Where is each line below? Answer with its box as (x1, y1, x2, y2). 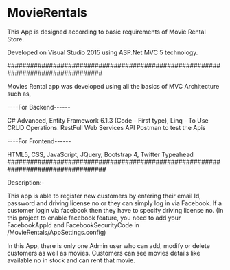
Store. (7, 34, 25, 43)
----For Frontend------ (7, 136, 71, 145)
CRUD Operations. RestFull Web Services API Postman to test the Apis (7, 123, 206, 132)
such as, (7, 90, 32, 98)
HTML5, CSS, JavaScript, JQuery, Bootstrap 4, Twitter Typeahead (7, 150, 194, 158)
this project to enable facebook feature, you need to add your (7, 214, 181, 222)
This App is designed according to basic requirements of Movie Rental (7, 28, 206, 36)
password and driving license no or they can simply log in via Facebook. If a (7, 198, 222, 207)
